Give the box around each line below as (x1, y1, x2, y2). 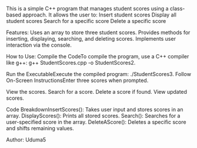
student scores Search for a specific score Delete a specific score (6, 18, 166, 24)
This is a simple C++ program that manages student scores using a (6, 5, 169, 12)
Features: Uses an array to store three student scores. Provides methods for (6, 29, 191, 36)
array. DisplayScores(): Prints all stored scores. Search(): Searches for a (6, 112, 181, 119)
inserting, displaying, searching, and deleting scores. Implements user (6, 35, 176, 42)
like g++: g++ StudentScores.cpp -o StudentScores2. (6, 59, 136, 66)
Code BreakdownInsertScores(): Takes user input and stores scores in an (6, 106, 183, 113)
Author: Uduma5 (6, 136, 46, 143)
